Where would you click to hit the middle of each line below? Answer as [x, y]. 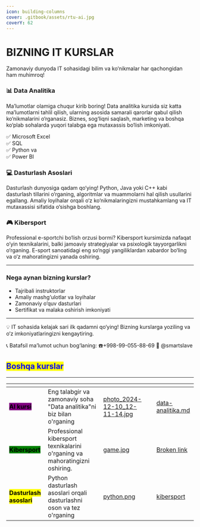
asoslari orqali [68, 493]
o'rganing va [65, 454]
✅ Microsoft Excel [28, 136]
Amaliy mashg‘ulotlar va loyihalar [55, 297]
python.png [119, 497]
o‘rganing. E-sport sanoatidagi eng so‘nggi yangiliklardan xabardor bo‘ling [96, 250]
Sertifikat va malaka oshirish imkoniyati [63, 309]
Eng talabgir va [69, 392]
